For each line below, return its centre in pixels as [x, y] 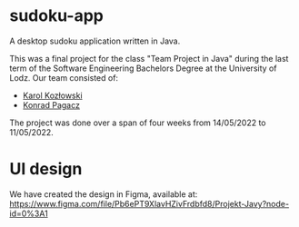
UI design [46, 169]
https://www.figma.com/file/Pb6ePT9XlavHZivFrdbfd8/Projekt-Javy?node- [149, 203]
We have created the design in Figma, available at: [104, 194]
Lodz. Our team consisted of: [64, 77]
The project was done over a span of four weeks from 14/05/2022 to [138, 123]
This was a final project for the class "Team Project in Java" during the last [149, 58]
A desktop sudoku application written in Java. [95, 41]
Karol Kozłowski [53, 95]
